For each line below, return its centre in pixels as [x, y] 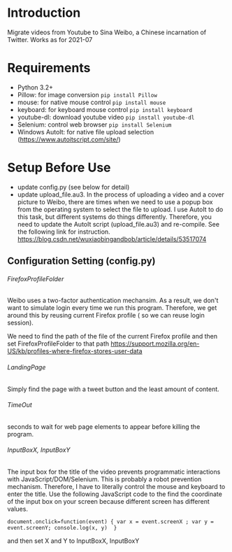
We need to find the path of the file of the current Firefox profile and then [113, 337]
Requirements [49, 68]
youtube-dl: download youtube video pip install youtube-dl [106, 117]
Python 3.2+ [35, 87]
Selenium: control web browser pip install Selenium [94, 125]
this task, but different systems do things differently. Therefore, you [114, 217]
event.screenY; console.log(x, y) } [62, 528]
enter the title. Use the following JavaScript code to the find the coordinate [115, 494]
